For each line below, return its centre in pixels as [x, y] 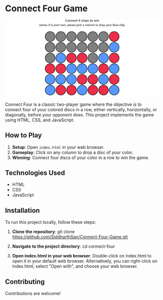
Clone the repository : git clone [43, 232]
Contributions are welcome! [33, 293]
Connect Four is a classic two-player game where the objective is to [73, 104]
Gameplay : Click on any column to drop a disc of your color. [72, 152]
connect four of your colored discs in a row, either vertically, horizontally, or [81, 109]
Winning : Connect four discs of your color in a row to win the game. [81, 158]
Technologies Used [35, 173]
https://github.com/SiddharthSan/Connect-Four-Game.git [70, 237]
